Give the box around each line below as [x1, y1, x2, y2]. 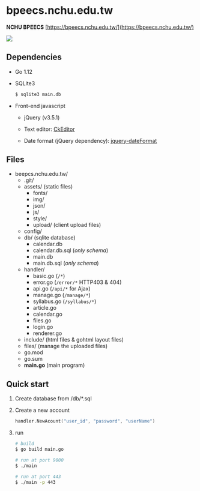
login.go [32, 324, 53, 331]
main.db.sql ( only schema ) [32, 259, 99, 267]
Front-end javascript [14, 102, 66, 109]
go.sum [23, 355, 43, 363]
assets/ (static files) [23, 183, 73, 190]
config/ [23, 227, 42, 235]
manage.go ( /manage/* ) [32, 292, 91, 299]
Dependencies [6, 52, 62, 62]
